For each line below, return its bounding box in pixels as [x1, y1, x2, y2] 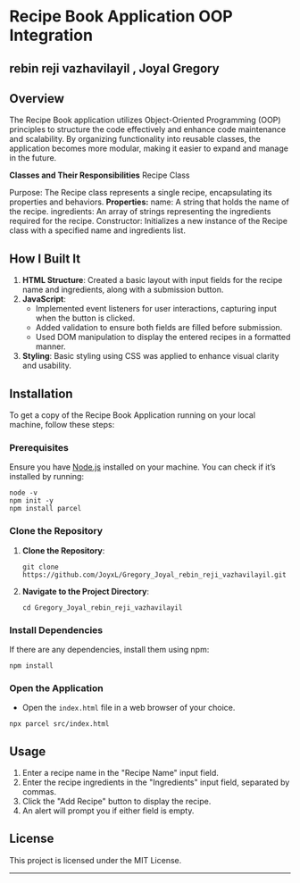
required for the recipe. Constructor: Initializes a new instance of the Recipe [9, 216, 288, 227]
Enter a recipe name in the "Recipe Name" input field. [21, 768, 219, 779]
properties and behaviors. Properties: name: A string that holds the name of [9, 196, 290, 207]
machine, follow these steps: [9, 420, 115, 430]
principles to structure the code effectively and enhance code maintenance [9, 124, 287, 135]
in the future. [9, 153, 57, 163]
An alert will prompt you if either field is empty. [21, 805, 195, 816]
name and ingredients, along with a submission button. [21, 284, 224, 296]
